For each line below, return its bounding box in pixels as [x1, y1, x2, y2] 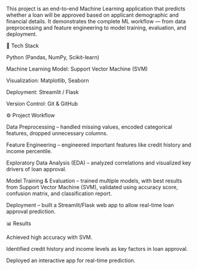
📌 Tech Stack [6, 42, 39, 49]
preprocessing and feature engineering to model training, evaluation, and [6, 24, 187, 31]
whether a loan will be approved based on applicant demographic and [6, 11, 179, 19]
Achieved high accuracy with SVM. [6, 233, 93, 241]
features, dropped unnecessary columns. [6, 130, 108, 136]
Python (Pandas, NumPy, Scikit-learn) [6, 54, 100, 60]
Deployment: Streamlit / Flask [6, 89, 79, 95]
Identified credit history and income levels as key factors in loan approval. [6, 245, 189, 252]
